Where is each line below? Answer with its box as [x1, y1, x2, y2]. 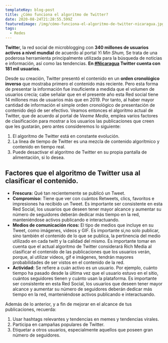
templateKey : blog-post [5, 7, 55, 13]
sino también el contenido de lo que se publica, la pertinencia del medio [12, 233, 161, 239]
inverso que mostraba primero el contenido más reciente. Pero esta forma [5, 81, 158, 87]
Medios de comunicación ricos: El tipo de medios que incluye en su [12, 222, 154, 228]
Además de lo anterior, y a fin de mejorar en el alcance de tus [5, 301, 132, 307]
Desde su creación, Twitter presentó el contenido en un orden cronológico [5, 76, 160, 81]
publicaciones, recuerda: [5, 306, 56, 312]
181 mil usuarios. [5, 66, 41, 72]
